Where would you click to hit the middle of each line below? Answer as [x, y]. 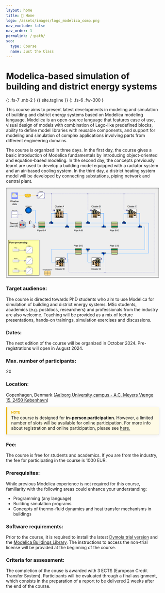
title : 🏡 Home [20, 15]
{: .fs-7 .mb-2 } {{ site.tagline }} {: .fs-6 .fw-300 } [55, 100]
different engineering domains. [37, 140]
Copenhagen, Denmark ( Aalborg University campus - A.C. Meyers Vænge [80, 395]
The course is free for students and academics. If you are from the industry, [82, 455]
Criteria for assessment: [35, 560]
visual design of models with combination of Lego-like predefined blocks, [79, 125]
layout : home [19, 10]
